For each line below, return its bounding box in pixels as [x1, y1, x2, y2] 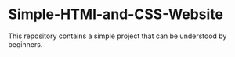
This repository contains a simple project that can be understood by [8, 31, 227, 41]
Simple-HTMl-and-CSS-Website [8, 5, 224, 23]
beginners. [8, 39, 43, 48]
